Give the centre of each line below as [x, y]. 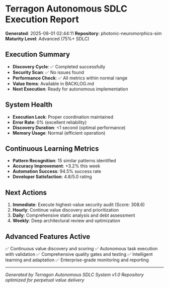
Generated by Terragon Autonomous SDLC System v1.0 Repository [75, 275]
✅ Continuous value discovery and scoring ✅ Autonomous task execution [81, 249]
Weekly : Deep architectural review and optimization [66, 221]
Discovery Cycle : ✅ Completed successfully [59, 66]
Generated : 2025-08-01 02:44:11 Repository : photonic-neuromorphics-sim [83, 33]
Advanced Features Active [48, 236]
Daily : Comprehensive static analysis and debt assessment [74, 215]
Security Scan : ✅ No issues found [48, 72]
